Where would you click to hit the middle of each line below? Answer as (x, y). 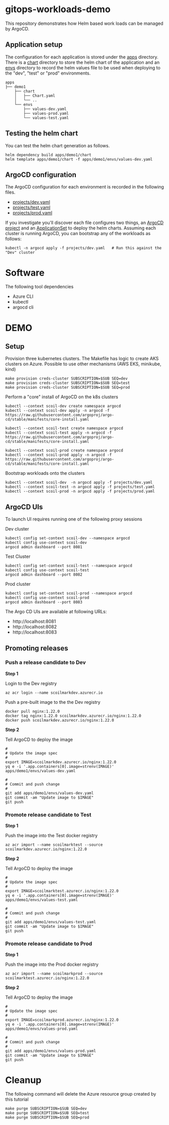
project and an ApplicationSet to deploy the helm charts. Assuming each (81, 228)
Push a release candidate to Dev (46, 662)
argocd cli (23, 307)
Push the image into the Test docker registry (51, 836)
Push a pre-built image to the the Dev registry (53, 702)
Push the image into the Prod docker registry (52, 964)
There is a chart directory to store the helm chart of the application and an (82, 62)
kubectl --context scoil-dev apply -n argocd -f (57, 411)
